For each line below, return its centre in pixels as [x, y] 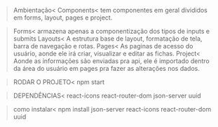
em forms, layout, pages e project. [63, 18]
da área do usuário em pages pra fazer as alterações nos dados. [107, 68]
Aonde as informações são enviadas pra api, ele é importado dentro [111, 61]
